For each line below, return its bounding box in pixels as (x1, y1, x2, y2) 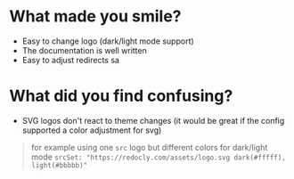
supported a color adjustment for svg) (21, 125, 162, 135)
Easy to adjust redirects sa (21, 54, 120, 65)
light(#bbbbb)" (30, 160, 88, 170)
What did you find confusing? (9, 86, 233, 106)
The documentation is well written (21, 45, 147, 55)
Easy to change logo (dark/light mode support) (21, 36, 194, 46)
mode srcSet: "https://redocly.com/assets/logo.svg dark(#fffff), (30, 151, 287, 162)
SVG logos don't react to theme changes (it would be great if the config (21, 115, 285, 126)
